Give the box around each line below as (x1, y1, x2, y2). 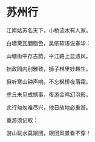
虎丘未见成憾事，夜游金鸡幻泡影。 (6, 91, 91, 98)
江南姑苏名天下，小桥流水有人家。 (6, 27, 91, 34)
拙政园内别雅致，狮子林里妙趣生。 (6, 65, 91, 73)
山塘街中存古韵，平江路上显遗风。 (6, 52, 91, 59)
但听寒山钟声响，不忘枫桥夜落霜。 (6, 78, 91, 85)
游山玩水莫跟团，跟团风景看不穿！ (6, 129, 91, 137)
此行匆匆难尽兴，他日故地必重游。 (6, 103, 91, 111)
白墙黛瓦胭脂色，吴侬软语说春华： (6, 39, 91, 47)
